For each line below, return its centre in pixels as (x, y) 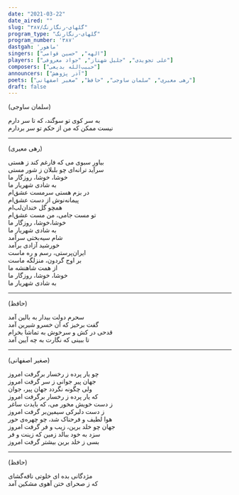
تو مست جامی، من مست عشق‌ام (52, 215)
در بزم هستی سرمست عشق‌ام (49, 192)
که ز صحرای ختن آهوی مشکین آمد (53, 484)
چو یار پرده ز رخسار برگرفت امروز (54, 374)
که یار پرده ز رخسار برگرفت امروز (53, 397)
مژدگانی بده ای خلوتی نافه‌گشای (50, 476)
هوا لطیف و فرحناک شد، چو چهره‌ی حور (60, 419)
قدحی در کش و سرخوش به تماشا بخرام (60, 332)
